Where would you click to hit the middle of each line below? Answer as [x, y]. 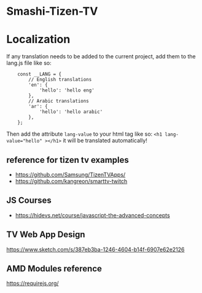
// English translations [60, 80]
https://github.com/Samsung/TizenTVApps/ [70, 174]
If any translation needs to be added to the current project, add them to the [101, 57]
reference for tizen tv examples [68, 160]
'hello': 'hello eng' [67, 90]
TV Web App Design [46, 235]
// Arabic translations [59, 101]
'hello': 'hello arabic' [71, 112]
